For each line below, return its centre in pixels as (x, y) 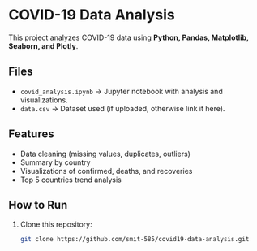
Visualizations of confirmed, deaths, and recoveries (106, 171)
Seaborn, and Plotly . (43, 45)
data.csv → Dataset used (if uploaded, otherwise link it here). (122, 108)
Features (31, 134)
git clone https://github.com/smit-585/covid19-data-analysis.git (135, 240)
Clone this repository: (56, 224)
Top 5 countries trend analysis (71, 180)
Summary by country (55, 162)
